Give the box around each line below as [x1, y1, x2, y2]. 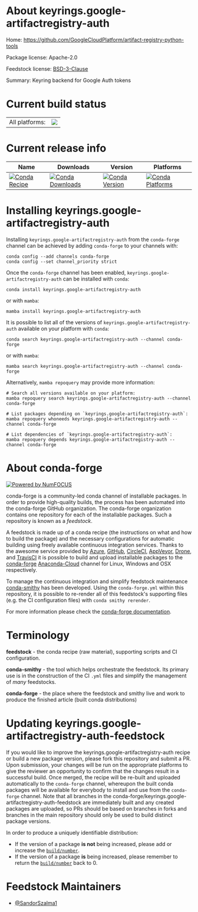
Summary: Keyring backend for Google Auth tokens [6, 77, 131, 84]
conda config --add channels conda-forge [6, 253, 110, 259]
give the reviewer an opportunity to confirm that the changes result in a [6, 768, 179, 775]
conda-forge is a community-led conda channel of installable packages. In [6, 492, 187, 499]
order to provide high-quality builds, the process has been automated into [6, 498, 186, 505]
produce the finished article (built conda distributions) [6, 696, 137, 703]
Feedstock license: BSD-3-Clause [6, 65, 88, 72]
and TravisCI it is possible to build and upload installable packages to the [6, 554, 183, 561]
